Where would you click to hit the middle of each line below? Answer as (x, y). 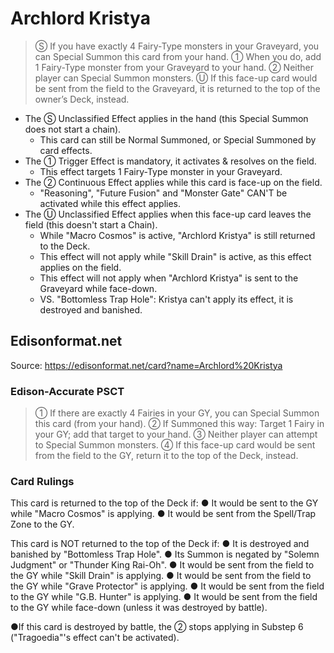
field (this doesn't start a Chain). (91, 224)
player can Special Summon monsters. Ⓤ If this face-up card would (176, 78)
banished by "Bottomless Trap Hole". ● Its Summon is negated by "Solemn (165, 554)
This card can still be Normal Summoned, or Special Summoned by (178, 139)
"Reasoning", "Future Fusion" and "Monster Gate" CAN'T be (163, 193)
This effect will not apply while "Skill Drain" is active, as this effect (175, 256)
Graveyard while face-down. (98, 288)
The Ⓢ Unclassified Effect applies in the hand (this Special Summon (166, 118)
